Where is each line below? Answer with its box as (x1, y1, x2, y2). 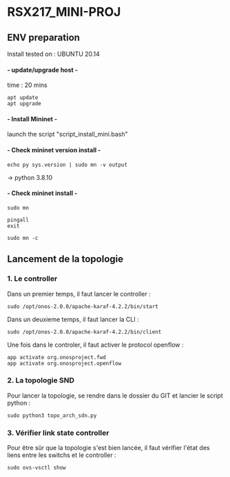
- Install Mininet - (7, 114, 57, 123)
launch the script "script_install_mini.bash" (7, 130, 129, 139)
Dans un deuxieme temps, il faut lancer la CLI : (7, 315, 139, 323)
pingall (7, 216, 30, 223)
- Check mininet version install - (7, 146, 101, 154)
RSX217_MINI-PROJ (7, 4, 121, 20)
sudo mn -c (7, 234, 39, 241)
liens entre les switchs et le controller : (7, 451, 116, 459)
